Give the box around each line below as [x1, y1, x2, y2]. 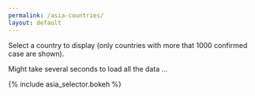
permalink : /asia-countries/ [8, 11, 104, 20]
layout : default [8, 19, 62, 27]
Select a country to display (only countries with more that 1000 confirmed [8, 40, 248, 50]
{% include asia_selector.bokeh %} [8, 79, 122, 89]
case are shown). [8, 49, 65, 58]
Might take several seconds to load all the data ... [8, 64, 168, 73]
